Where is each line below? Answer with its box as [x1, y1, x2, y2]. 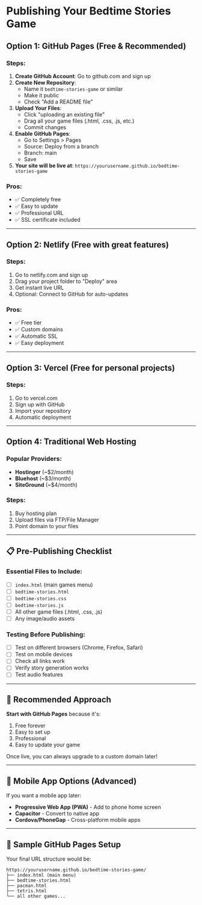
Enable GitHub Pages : [14, 130, 71, 137]
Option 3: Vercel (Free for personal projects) [6, 362, 176, 373]
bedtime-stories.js [14, 602, 64, 608]
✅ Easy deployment [14, 340, 64, 347]
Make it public [23, 91, 59, 99]
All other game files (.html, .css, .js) [14, 608, 103, 615]
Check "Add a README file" [23, 98, 93, 105]
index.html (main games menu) [14, 581, 93, 588]
